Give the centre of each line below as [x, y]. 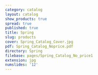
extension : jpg [21, 60]
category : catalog [24, 10]
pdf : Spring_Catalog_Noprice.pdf [39, 46]
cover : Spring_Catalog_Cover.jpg [39, 42]
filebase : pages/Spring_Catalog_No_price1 [49, 56]
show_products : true [26, 19]
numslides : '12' [22, 65]
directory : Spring [24, 51]
